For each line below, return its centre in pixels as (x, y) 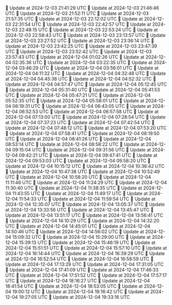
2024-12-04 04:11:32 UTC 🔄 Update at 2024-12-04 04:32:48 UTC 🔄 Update (85, 73)
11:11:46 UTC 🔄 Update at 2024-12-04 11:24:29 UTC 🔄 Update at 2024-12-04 (86, 183)
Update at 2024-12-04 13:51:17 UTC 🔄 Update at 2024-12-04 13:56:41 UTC (84, 215)
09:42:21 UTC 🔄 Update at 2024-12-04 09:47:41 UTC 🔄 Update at (88, 155)
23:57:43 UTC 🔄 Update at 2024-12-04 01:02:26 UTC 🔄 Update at (75, 57)
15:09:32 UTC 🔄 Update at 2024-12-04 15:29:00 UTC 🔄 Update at (81, 237)
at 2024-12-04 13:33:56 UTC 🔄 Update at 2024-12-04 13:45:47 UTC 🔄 (80, 210)
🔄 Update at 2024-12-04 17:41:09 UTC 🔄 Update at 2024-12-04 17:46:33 (82, 270)
